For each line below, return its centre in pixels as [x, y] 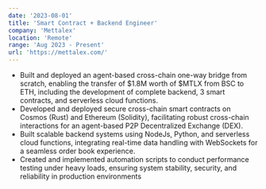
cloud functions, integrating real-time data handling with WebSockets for [139, 143]
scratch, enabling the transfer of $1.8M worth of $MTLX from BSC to [132, 83]
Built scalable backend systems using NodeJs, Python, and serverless [135, 134]
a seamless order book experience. [77, 151]
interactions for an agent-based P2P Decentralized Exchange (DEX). [131, 125]
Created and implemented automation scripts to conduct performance [135, 159]
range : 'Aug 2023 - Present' [56, 45]
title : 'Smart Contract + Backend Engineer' [83, 23]
